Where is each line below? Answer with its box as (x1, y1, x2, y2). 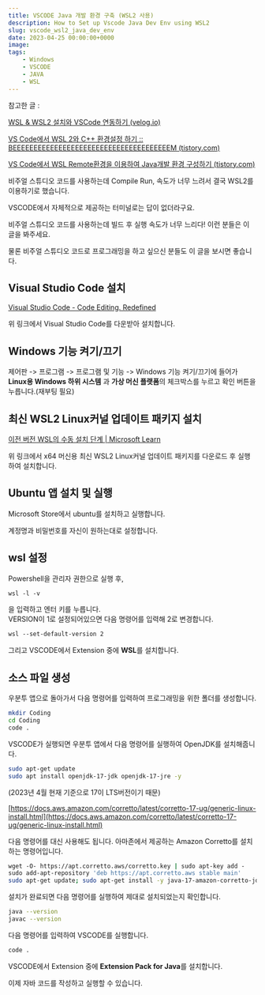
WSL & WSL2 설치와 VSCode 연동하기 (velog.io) (8, 117, 161, 126)
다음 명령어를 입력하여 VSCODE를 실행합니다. (8, 930, 148, 940)
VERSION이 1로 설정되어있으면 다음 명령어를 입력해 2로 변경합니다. (8, 614, 215, 624)
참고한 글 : (8, 100, 40, 110)
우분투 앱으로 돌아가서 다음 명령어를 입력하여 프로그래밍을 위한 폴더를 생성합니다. (8, 693, 257, 703)
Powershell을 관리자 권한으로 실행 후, (8, 574, 124, 583)
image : (8, 41, 30, 49)
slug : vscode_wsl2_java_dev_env (8, 26, 114, 34)
